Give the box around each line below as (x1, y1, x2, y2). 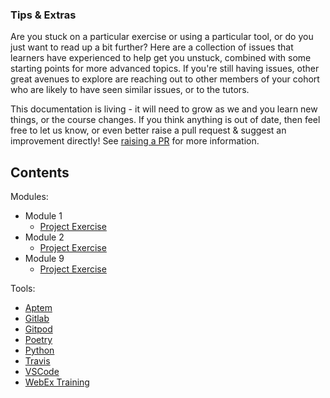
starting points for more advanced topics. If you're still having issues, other (10, 63, 320, 75)
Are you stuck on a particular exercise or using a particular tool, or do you (10, 31, 314, 43)
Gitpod (24, 323, 53, 335)
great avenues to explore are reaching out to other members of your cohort (10, 73, 320, 85)
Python (24, 344, 55, 357)
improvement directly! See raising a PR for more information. (10, 135, 260, 147)
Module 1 (24, 210, 63, 222)
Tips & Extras (10, 8, 77, 22)
